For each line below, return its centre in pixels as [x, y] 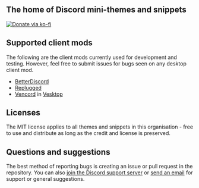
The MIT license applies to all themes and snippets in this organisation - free [100, 127]
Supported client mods [50, 43]
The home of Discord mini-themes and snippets [96, 10]
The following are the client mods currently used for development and [91, 57]
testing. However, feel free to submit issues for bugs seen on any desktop [97, 63]
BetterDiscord [32, 81]
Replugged [28, 87]
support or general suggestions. [45, 179]
